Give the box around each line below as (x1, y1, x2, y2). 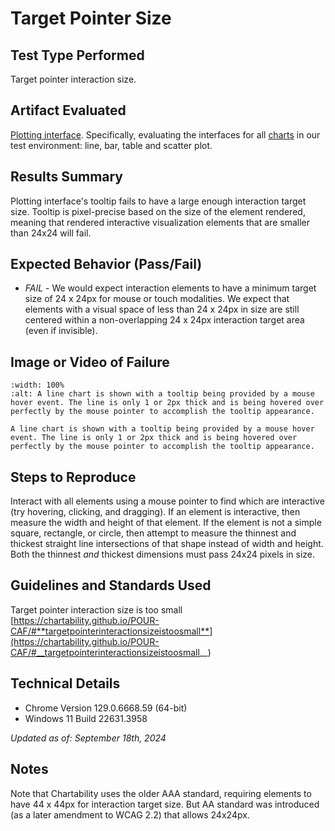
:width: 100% (10, 380, 65, 391)
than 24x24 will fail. (10, 227, 92, 239)
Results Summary (10, 168, 124, 186)
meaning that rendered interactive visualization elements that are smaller (10, 216, 310, 228)
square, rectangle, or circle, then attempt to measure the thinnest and (10, 527, 297, 539)
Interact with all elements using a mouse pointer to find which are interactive (10, 495, 325, 507)
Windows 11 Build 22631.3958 (24, 712, 148, 724)
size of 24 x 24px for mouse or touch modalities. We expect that (24, 293, 290, 305)
